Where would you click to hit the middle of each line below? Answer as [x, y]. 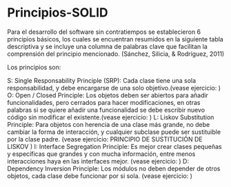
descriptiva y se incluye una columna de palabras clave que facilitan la [108, 46]
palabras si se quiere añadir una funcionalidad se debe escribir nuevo [106, 110]
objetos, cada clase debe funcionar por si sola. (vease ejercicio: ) [100, 176]
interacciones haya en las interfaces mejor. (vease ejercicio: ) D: [98, 161]
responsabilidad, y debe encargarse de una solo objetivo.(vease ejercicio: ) [114, 88]
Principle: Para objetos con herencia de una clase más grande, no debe [109, 124]
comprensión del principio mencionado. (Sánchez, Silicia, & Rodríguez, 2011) [116, 54]
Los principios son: [34, 67]
